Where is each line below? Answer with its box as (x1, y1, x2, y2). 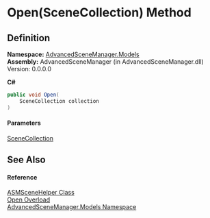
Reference (7, 173, 38, 181)
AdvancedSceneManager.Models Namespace (7, 203, 137, 211)
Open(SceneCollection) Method (7, 5, 192, 21)
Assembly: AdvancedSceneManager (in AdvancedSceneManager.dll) (7, 58, 204, 66)
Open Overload (7, 195, 50, 204)
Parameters (7, 119, 41, 128)
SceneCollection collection (19, 97, 99, 104)
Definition (7, 32, 50, 44)
